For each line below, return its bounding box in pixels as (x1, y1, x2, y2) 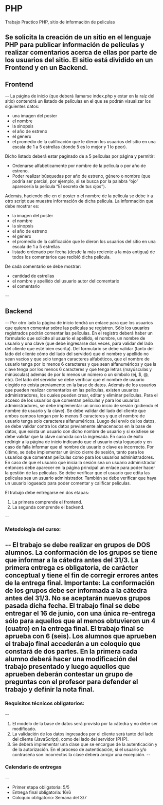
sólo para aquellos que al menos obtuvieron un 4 (5, 617, 156, 625)
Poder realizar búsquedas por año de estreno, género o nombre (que (12, 173, 151, 179)
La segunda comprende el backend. (12, 504, 85, 510)
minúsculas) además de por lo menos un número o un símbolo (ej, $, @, (5, 371, 149, 377)
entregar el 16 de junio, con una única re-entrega (5, 609, 156, 618)
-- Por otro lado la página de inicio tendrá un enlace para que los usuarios (5, 319, 153, 325)
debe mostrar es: (5, 203, 39, 209)
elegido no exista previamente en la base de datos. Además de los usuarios (5, 382, 157, 388)
